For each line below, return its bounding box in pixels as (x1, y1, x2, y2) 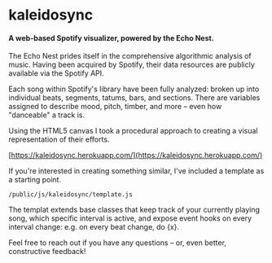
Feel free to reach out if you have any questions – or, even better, (8, 238, 226, 248)
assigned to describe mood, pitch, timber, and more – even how (8, 102, 222, 112)
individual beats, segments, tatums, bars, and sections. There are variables (8, 93, 261, 103)
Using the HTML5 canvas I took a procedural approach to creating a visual (8, 126, 258, 136)
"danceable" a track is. (8, 110, 86, 120)
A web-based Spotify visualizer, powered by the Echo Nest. (8, 33, 214, 42)
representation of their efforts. (8, 134, 110, 144)
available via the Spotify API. (8, 68, 104, 78)
